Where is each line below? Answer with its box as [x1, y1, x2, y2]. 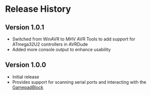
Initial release [12, 74, 39, 80]
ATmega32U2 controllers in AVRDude [12, 41, 88, 47]
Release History [5, 3, 71, 15]
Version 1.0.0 [5, 61, 47, 69]
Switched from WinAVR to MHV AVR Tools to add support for [12, 36, 136, 42]
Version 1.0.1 [5, 23, 45, 32]
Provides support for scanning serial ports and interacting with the [12, 79, 147, 85]
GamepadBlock [12, 84, 44, 90]
